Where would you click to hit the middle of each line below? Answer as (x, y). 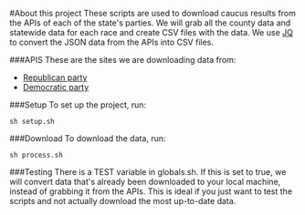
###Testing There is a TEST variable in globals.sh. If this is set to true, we (148, 172)
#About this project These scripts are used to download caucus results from (153, 13)
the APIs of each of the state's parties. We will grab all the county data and (150, 23)
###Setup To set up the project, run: (78, 105)
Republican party (55, 77)
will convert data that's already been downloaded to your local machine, (145, 182)
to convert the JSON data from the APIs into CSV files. (112, 42)
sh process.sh (37, 155)
